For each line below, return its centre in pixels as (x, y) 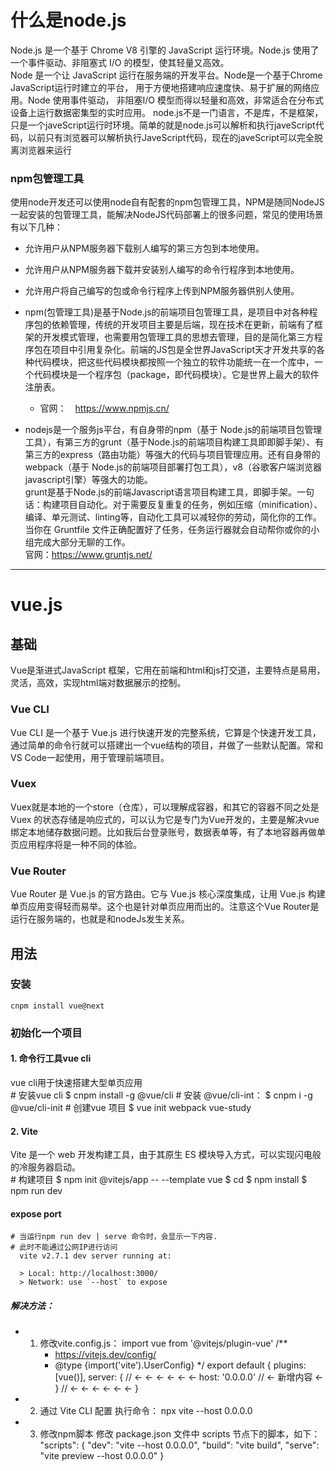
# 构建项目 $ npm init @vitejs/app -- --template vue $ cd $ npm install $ (159, 1180)
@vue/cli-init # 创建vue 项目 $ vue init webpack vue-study (131, 1107)
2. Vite (24, 1131)
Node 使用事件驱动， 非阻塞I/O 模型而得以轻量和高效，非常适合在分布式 (175, 100)
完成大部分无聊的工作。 (82, 542)
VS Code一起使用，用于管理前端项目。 (90, 757)
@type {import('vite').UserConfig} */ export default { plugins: (180, 1365)
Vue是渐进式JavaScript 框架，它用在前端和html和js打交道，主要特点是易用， (168, 670)
